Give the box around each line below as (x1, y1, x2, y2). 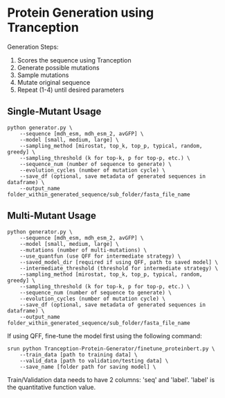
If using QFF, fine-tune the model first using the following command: (7, 331, 202, 340)
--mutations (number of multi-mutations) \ (19, 247, 147, 254)
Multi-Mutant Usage (7, 210, 97, 222)
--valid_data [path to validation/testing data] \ (19, 357, 169, 364)
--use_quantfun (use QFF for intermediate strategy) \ (19, 252, 181, 260)
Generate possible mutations (17, 63, 100, 72)
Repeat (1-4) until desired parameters (17, 85, 125, 94)
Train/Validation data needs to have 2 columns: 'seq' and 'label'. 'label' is (7, 375, 215, 383)
